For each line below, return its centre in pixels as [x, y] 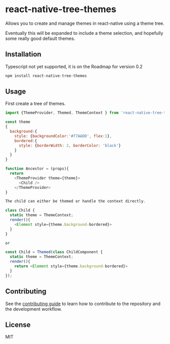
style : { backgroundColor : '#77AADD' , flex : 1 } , [63, 136]
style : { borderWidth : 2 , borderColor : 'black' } [70, 145]
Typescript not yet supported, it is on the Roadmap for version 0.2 [74, 66]
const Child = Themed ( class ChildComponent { [54, 252]
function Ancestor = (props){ [37, 169]
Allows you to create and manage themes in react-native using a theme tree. [85, 23]
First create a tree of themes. [35, 104]
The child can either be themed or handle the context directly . [75, 201]
